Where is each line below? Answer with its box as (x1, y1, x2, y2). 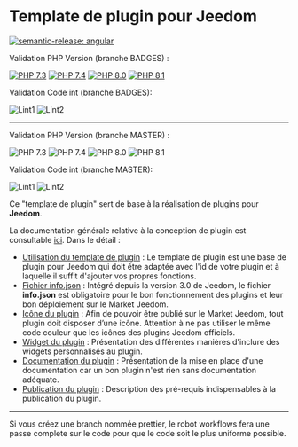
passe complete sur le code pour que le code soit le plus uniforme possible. (9, 427, 286, 438)
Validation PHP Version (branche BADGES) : (9, 52, 169, 63)
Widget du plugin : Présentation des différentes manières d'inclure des (21, 336, 280, 347)
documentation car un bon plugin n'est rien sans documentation (21, 365, 257, 375)
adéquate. (21, 374, 59, 385)
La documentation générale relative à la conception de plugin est (9, 224, 247, 236)
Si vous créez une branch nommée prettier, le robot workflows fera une (9, 419, 271, 429)
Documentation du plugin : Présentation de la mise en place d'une (21, 355, 263, 365)
